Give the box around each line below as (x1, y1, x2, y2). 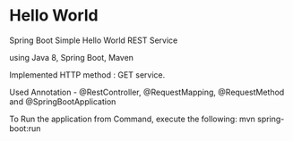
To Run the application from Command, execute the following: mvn (9, 113, 255, 124)
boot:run (9, 122, 41, 134)
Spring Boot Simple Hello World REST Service (9, 35, 178, 46)
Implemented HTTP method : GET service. (9, 69, 166, 80)
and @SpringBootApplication (9, 95, 116, 107)
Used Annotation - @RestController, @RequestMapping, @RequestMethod (9, 87, 285, 97)
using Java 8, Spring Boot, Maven (9, 52, 134, 62)
